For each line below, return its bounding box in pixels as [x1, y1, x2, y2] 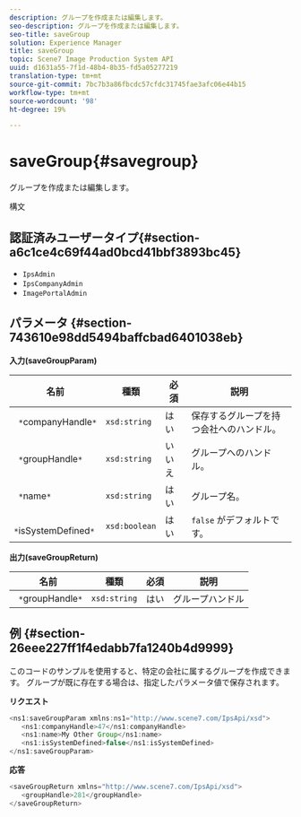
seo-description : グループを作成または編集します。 [9, 22, 184, 30]
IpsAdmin [21, 270, 56, 279]
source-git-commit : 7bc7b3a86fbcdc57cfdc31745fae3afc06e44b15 [9, 80, 246, 89]
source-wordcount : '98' [9, 96, 99, 106]
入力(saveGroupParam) [9, 355, 98, 366]
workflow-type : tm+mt [9, 88, 90, 97]
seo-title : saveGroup [9, 30, 90, 39]
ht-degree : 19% [9, 105, 66, 114]
